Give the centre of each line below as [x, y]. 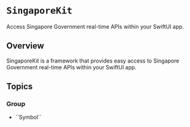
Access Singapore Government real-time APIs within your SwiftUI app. [95, 26]
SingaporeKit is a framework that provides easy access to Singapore [93, 61]
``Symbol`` [28, 117]
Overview [25, 46]
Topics [20, 87]
